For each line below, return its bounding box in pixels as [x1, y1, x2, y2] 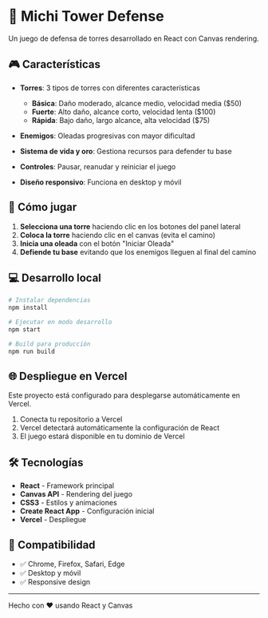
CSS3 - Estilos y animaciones [19, 498, 117, 508]
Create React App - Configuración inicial [19, 506, 155, 516]
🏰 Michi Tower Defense [8, 7, 165, 26]
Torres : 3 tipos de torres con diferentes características [19, 83, 201, 93]
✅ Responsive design [19, 577, 91, 587]
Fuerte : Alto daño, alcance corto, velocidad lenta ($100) [31, 107, 216, 117]
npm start [8, 326, 41, 334]
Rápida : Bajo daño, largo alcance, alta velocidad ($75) [31, 115, 211, 125]
